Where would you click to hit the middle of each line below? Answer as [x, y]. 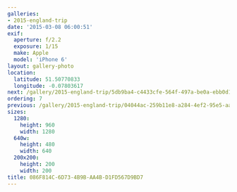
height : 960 [37, 125]
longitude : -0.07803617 [48, 86]
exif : [15, 33]
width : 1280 [37, 132]
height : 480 [37, 145]
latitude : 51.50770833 [47, 79]
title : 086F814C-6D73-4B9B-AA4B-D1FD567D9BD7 [75, 177]
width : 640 [36, 151]
